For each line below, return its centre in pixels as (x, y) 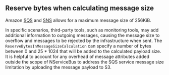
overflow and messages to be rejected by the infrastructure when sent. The (84, 40)
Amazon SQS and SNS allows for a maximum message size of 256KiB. (78, 20)
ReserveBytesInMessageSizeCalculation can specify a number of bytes (78, 46)
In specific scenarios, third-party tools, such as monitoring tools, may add (82, 30)
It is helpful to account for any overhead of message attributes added (77, 56)
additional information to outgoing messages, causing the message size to (82, 35)
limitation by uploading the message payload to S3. (59, 67)
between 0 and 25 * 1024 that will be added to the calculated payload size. (83, 51)
